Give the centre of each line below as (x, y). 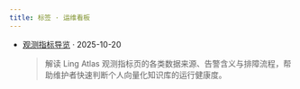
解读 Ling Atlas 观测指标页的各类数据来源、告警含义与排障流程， (164, 63)
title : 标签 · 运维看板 (50, 18)
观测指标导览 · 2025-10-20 (72, 44)
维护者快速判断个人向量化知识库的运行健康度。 (140, 75)
